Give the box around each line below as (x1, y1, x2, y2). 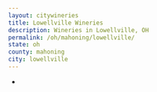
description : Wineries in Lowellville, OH (8, 26, 149, 34)
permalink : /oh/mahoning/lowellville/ (8, 33, 135, 42)
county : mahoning (8, 48, 65, 56)
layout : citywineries (8, 11, 79, 20)
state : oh (8, 41, 41, 49)
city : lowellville (8, 56, 68, 64)
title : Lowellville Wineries (8, 19, 104, 27)
